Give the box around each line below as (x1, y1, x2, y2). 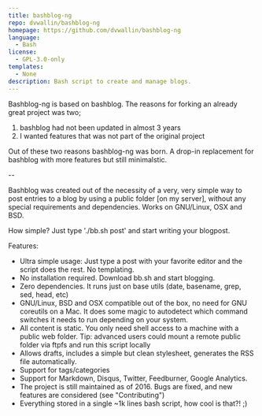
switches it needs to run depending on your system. (19, 314, 189, 324)
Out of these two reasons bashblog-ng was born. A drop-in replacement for (8, 147, 254, 156)
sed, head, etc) (19, 289, 69, 299)
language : (8, 33, 41, 42)
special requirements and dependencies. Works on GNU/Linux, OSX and (8, 202, 242, 211)
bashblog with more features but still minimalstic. (8, 154, 168, 164)
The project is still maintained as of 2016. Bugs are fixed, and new (19, 381, 233, 391)
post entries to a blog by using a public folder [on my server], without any (8, 194, 246, 203)
